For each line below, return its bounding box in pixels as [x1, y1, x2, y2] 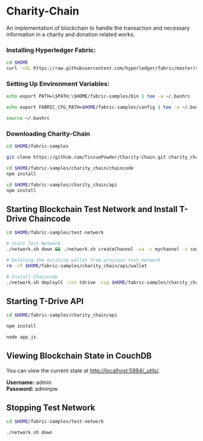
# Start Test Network [6, 240, 61, 247]
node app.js [6, 334, 36, 340]
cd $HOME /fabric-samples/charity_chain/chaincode [6, 165, 134, 171]
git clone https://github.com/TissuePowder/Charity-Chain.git [6, 154, 166, 161]
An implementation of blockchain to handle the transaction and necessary [6, 24, 190, 31]
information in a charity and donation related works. [6, 30, 135, 38]
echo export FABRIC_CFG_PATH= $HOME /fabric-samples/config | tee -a [6, 104, 180, 110]
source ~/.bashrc [6, 115, 50, 122]
